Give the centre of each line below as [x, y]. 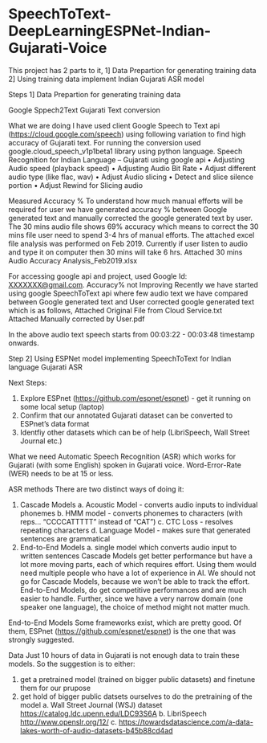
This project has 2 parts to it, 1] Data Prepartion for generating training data [132, 70]
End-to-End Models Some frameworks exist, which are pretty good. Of [125, 623]
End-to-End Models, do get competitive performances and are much [133, 590]
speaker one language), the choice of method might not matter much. [135, 606]
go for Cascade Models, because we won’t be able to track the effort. [135, 581]
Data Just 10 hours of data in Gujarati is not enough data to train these [124, 655]
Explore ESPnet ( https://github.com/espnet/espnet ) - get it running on [135, 398]
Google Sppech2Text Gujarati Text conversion [84, 110]
